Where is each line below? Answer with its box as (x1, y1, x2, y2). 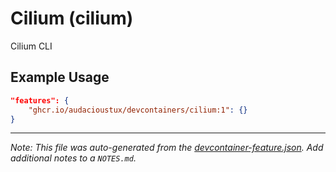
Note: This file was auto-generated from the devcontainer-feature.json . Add (10, 142, 324, 154)
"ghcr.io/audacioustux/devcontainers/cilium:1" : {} (28, 105, 248, 115)
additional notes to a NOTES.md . (10, 152, 137, 164)
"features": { (10, 95, 70, 106)
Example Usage (10, 69, 110, 86)
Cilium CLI (10, 40, 53, 52)
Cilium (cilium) (10, 7, 134, 30)
